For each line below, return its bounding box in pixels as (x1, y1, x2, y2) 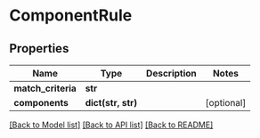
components (13, 97, 69, 109)
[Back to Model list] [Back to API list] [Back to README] (9, 119, 214, 130)
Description (145, 68, 198, 79)
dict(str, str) (85, 97, 138, 109)
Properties (9, 41, 69, 56)
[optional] (205, 97, 247, 109)
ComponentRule (9, 5, 133, 26)
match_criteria (13, 82, 77, 94)
